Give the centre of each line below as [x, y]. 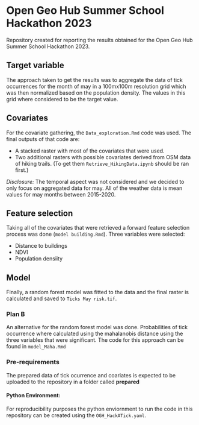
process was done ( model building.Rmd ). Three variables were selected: [96, 234]
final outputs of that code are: [43, 139]
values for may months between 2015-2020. [61, 194]
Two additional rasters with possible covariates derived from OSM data [103, 157]
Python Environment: [33, 395]
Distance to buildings [41, 246]
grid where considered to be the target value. [62, 99]
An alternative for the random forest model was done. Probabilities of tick [97, 327]
